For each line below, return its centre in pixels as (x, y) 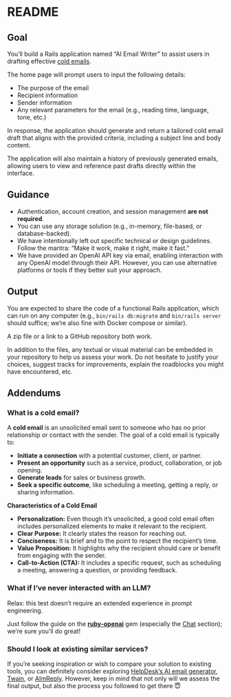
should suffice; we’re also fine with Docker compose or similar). (97, 323)
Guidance (28, 195)
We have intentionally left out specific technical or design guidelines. (114, 240)
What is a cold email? (43, 413)
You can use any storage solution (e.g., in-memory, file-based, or (110, 226)
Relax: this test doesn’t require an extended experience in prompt (100, 603)
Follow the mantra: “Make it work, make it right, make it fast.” (103, 248)
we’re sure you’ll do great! (44, 631)
